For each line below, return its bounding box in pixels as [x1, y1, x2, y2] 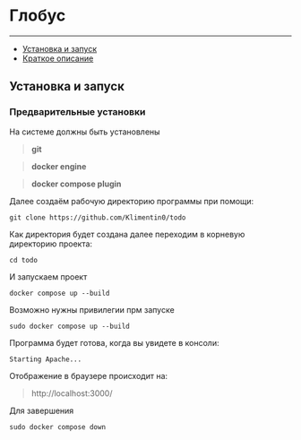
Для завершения [9, 405, 74, 416]
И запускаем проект [9, 271, 88, 282]
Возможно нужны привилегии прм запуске [9, 304, 175, 315]
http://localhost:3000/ [30, 387, 113, 399]
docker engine [30, 160, 87, 171]
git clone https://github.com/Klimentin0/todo [9, 212, 186, 222]
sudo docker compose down [9, 422, 106, 431]
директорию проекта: [9, 238, 92, 249]
